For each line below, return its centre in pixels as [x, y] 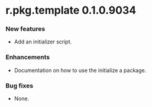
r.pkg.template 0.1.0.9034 [71, 10]
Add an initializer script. [43, 42]
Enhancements [28, 57]
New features [25, 29]
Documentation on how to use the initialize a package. [80, 70]
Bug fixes [20, 86]
